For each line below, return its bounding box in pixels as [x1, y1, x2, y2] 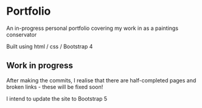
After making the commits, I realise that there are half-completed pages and [6, 76, 197, 84]
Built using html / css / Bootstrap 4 [6, 43, 93, 50]
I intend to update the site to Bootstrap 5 [6, 95, 108, 102]
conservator [6, 31, 37, 38]
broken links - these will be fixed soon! [6, 83, 103, 90]
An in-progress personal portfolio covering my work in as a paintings [6, 24, 178, 32]
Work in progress [6, 60, 73, 71]
